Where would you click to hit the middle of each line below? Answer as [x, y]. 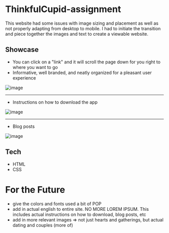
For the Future [35, 189]
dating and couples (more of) [43, 225]
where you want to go [35, 67]
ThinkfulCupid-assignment [63, 9]
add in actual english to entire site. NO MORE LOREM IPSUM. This [81, 209]
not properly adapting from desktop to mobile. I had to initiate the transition [83, 28]
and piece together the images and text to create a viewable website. [77, 34]
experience [24, 78]
